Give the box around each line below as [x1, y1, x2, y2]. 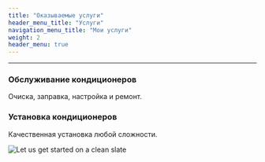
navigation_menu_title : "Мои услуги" [8, 26, 132, 34]
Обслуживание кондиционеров [8, 74, 136, 85]
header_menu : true [8, 41, 69, 49]
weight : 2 [8, 33, 41, 42]
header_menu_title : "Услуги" [8, 19, 104, 27]
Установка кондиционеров [8, 112, 118, 123]
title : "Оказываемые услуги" [8, 11, 104, 20]
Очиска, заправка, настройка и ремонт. [8, 92, 142, 101]
